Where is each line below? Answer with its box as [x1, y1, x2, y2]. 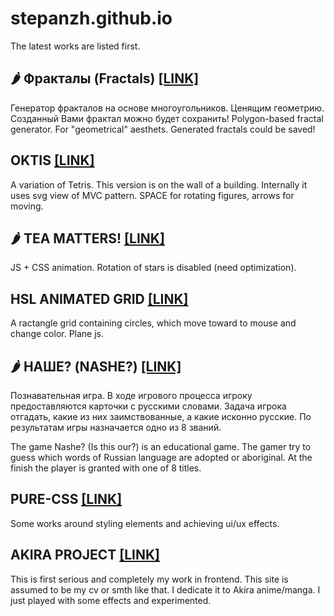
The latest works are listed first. [10, 40, 141, 52]
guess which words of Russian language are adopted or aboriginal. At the [10, 452, 313, 463]
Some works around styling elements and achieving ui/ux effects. [10, 517, 280, 529]
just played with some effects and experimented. [10, 594, 212, 606]
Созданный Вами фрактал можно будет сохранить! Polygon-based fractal [10, 112, 324, 124]
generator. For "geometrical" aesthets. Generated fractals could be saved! [10, 123, 316, 135]
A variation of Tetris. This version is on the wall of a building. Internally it [10, 178, 308, 191]
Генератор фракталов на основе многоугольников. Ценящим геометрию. [10, 102, 325, 114]
